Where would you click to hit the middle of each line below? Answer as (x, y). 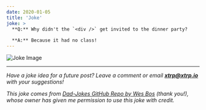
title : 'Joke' (25, 18)
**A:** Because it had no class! (55, 40)
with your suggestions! (35, 82)
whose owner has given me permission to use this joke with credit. (90, 100)
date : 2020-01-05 (29, 12)
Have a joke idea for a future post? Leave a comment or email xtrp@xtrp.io (102, 75)
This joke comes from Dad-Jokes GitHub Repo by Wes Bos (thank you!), (97, 94)
